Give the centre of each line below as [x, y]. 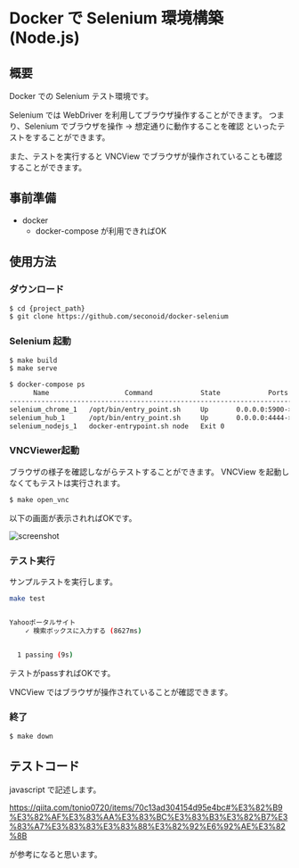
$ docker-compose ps [48, 384]
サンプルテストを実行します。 [64, 582]
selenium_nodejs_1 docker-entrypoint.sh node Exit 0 [117, 426]
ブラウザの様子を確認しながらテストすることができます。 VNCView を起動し [149, 471]
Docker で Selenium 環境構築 [117, 18]
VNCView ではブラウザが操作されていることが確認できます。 [121, 691]
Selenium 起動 [40, 342]
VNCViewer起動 [44, 451]
